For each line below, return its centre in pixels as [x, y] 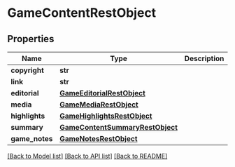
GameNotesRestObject [98, 139]
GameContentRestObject [82, 13]
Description [204, 59]
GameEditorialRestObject [102, 93]
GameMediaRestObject [99, 105]
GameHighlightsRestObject [106, 116]
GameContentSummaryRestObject [119, 127]
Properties [31, 39]
